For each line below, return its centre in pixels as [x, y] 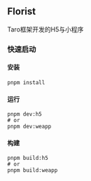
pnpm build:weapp [33, 170]
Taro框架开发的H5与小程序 [45, 29]
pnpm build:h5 [28, 158]
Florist [22, 12]
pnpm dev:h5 [24, 114]
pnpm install [26, 82]
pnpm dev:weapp [29, 127]
